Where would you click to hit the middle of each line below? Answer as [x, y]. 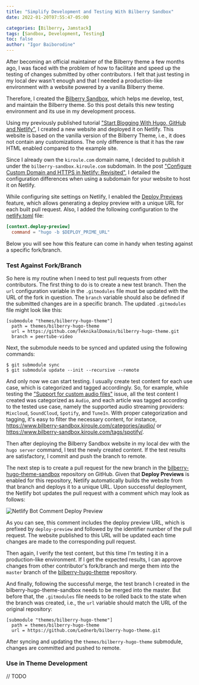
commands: [21, 354]
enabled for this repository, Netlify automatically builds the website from [94, 480]
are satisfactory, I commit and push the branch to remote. [77, 456]
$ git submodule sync [33, 365]
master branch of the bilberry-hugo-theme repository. [72, 572]
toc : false [20, 39]
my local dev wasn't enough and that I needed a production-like [84, 81]
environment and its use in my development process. [71, 111]
